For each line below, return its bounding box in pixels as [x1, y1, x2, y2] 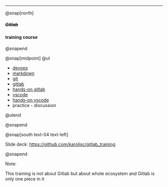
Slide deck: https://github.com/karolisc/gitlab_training [5, 141, 116, 147]
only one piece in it [5, 175, 44, 181]
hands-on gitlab [12, 86, 45, 92]
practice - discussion [12, 102, 56, 108]
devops [12, 65, 28, 71]
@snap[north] [5, 10, 34, 16]
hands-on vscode [12, 97, 49, 103]
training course [5, 34, 38, 40]
